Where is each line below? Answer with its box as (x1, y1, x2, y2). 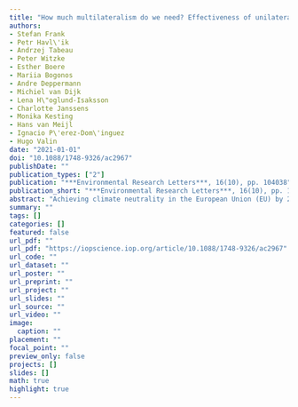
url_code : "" (9, 252, 58, 262)
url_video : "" (9, 310, 62, 320)
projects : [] (9, 360, 58, 369)
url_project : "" (9, 285, 69, 294)
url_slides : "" (9, 294, 66, 303)
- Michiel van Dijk (9, 87, 82, 96)
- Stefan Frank (9, 29, 66, 38)
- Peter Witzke (9, 54, 66, 63)
